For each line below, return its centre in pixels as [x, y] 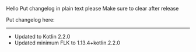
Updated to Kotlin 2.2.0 [42, 37]
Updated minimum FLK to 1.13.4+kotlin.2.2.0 [67, 43]
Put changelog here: [30, 20]
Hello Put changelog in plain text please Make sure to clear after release [92, 8]
